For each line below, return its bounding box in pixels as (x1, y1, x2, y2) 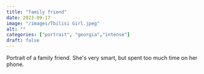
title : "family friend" (6, 9, 67, 15)
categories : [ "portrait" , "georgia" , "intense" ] (6, 32, 130, 38)
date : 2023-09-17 (6, 15, 51, 21)
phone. (6, 61, 25, 68)
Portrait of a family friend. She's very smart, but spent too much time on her (6, 54, 198, 61)
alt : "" (6, 26, 26, 32)
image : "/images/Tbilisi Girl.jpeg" (6, 20, 100, 26)
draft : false (6, 37, 40, 43)
